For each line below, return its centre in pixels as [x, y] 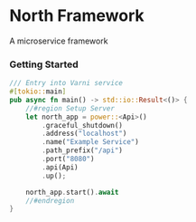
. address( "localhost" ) [84, 134]
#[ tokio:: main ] [38, 92]
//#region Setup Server [70, 108]
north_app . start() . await [72, 192]
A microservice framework [59, 41]
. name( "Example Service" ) [91, 142]
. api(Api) [60, 167]
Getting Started [44, 64]
